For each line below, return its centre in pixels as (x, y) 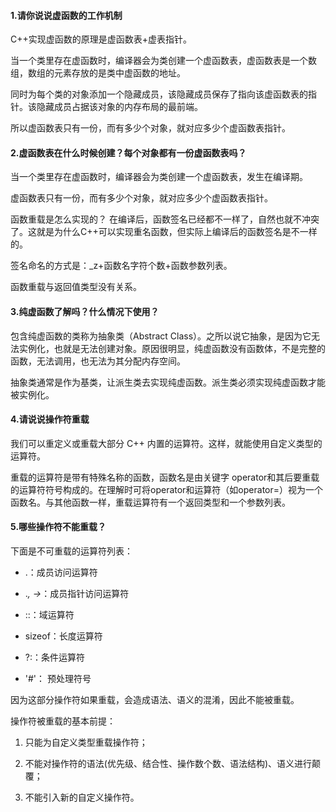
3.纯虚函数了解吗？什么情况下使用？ (85, 311)
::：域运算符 (49, 615)
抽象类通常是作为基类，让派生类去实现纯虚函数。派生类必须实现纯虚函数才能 (168, 382)
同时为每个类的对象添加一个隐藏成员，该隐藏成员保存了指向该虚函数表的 (159, 94)
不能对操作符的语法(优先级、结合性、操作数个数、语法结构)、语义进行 (168, 764)
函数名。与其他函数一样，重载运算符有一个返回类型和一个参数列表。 (150, 502)
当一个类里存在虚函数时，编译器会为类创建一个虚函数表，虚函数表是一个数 (163, 61)
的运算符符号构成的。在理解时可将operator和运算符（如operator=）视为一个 (166, 489)
